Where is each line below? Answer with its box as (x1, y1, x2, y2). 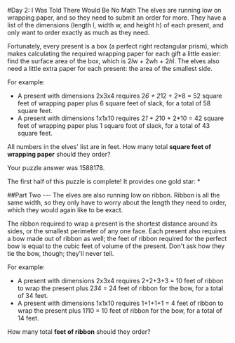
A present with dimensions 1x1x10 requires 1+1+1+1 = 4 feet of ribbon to (17, 299, 224, 307)
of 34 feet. (17, 292, 48, 299)
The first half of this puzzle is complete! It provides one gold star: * (7, 177, 201, 186)
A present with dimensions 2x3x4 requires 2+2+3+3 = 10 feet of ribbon (17, 277, 224, 285)
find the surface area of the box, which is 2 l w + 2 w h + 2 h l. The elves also (7, 57, 220, 65)
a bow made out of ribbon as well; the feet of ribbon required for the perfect (7, 235, 227, 242)
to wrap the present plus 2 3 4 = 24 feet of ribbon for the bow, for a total (17, 284, 224, 292)
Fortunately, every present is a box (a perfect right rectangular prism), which (7, 42, 229, 50)
